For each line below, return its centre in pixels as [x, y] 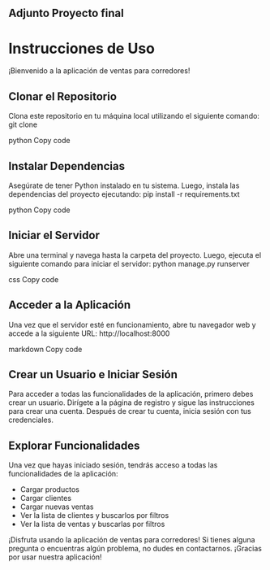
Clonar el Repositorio [63, 96]
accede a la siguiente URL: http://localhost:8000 [89, 333]
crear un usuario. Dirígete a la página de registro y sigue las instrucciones [132, 402]
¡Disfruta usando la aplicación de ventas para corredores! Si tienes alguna [132, 540]
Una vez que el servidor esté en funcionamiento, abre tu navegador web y [133, 324]
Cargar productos [49, 490]
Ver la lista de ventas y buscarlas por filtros [92, 524]
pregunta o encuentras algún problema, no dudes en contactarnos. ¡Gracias [135, 549]
